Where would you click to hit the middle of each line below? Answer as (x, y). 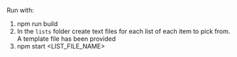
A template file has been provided (66, 39)
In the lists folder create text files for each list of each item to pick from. (123, 31)
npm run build (37, 24)
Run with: (21, 10)
